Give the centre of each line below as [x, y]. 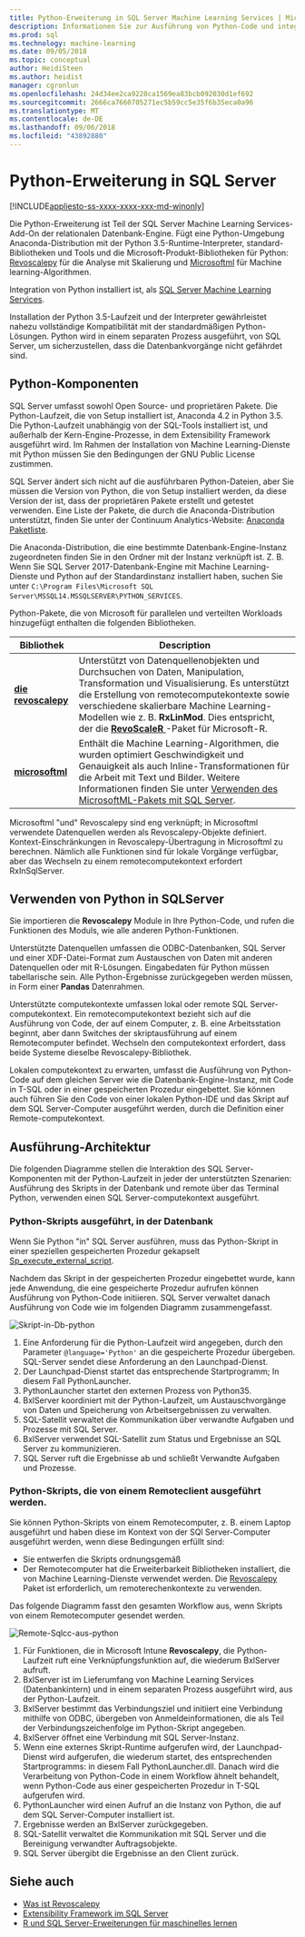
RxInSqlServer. [37, 870]
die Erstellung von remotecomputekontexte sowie [184, 694]
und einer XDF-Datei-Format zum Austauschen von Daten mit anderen [141, 958]
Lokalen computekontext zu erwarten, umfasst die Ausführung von [135, 1070]
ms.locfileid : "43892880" [58, 136]
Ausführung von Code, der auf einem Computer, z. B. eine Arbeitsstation [145, 1023]
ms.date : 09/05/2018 [49, 52]
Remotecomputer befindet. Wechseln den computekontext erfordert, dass [148, 1043]
